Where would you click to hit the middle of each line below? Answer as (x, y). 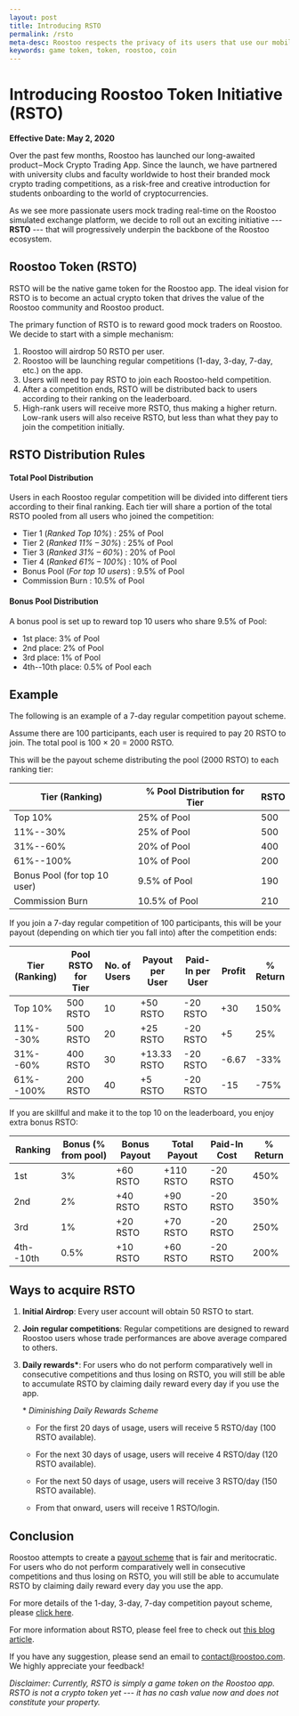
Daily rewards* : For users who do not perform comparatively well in (147, 1365)
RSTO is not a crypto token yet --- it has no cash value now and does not (144, 1693)
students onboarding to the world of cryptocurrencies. (109, 193)
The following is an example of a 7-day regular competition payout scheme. (148, 716)
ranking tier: (31, 769)
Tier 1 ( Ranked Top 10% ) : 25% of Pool (93, 533)
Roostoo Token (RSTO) (73, 267)
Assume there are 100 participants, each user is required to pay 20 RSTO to (148, 733)
